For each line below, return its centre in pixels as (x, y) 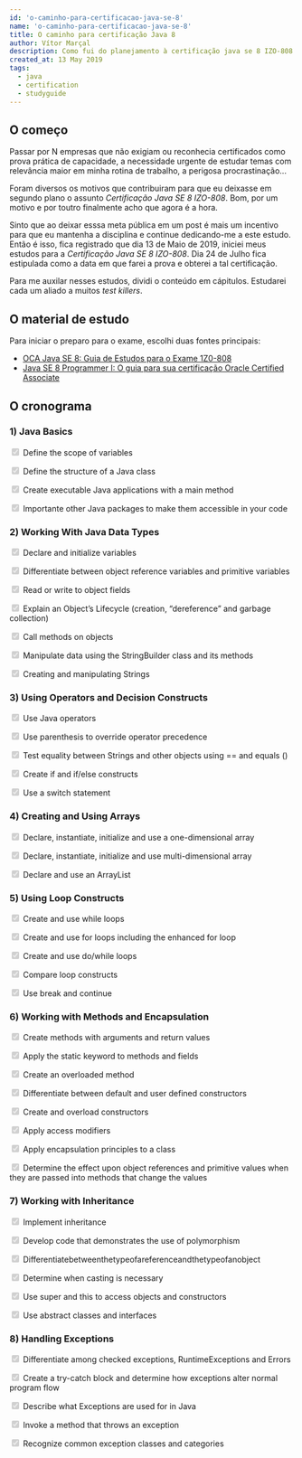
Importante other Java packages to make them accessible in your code (155, 508)
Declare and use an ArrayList (76, 874)
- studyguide (42, 93)
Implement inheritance (64, 1222)
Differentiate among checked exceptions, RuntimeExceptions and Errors (156, 1359)
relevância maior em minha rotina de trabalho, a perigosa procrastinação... (148, 171)
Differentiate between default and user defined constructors (134, 1094)
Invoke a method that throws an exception (100, 1425)
